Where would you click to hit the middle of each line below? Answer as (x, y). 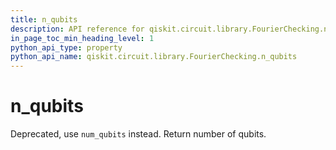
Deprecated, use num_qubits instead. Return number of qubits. (138, 134)
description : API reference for (77, 29)
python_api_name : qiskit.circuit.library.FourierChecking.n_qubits (154, 57)
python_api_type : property (66, 47)
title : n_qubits (44, 19)
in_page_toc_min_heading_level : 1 (82, 38)
